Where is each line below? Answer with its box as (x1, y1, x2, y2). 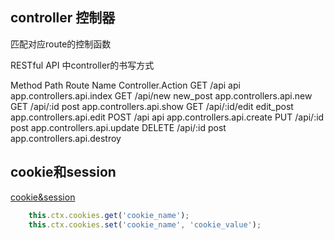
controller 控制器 (10, 9, 116, 27)
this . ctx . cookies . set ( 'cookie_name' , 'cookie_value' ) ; (28, 219, 262, 230)
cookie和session (10, 164, 117, 181)
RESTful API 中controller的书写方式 (10, 59, 155, 71)
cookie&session (10, 191, 76, 203)
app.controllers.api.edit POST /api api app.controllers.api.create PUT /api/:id (10, 111, 325, 123)
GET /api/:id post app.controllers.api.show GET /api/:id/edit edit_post (10, 100, 294, 112)
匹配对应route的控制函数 (10, 38, 112, 50)
